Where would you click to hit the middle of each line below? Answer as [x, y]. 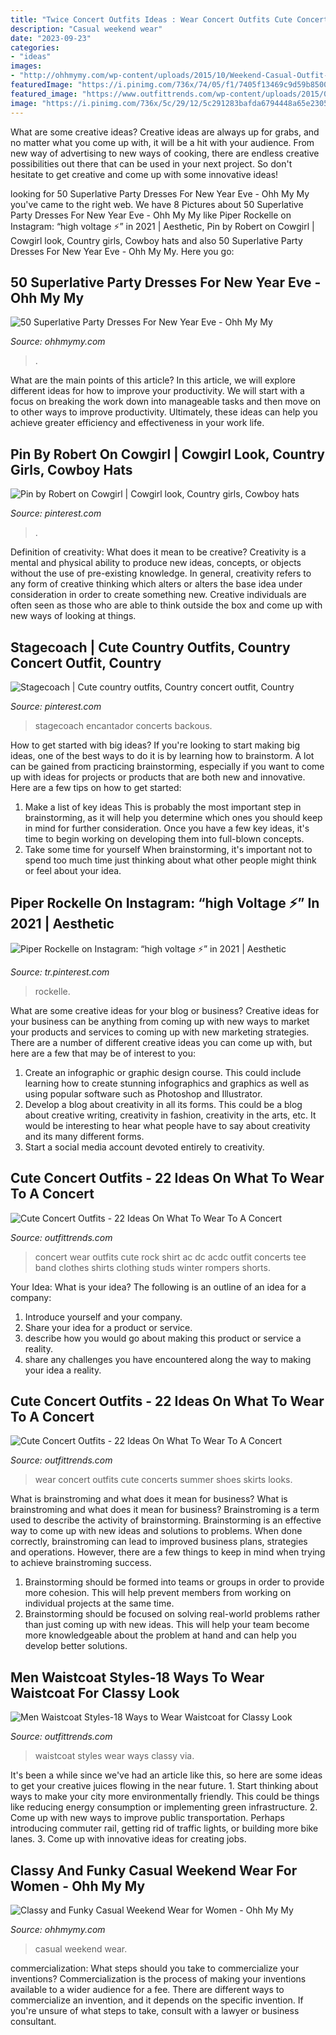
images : [26, 66]
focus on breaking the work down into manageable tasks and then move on [166, 402]
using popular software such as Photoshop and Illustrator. [143, 1093]
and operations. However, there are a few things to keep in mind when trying [168, 1552]
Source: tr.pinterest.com [60, 972]
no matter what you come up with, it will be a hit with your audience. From [162, 142]
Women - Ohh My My [78, 1886]
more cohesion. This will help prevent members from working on [158, 1593]
